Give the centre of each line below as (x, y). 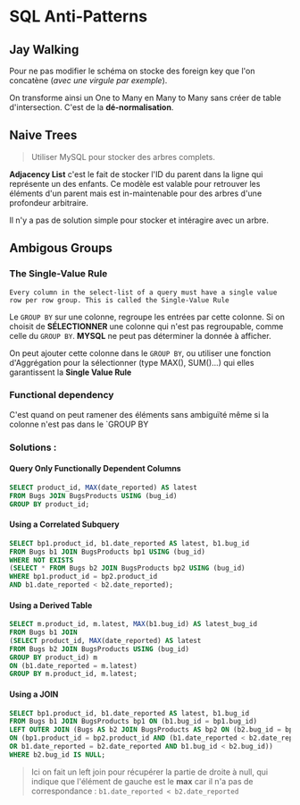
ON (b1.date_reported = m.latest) (74, 665)
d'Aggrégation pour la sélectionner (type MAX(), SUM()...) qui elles (132, 362)
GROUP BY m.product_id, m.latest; (74, 674)
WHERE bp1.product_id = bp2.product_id (83, 577)
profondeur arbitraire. (49, 202)
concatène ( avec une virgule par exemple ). (88, 80)
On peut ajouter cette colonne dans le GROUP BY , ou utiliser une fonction (140, 353)
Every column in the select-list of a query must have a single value (143, 292)
